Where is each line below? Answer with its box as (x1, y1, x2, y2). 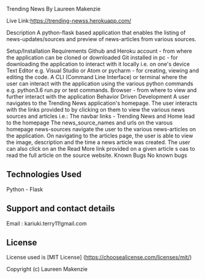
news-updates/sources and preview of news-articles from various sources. (6, 36, 197, 42)
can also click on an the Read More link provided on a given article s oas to (6, 145, 195, 152)
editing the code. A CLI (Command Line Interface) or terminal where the (6, 74, 187, 80)
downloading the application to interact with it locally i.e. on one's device (6, 61, 190, 67)
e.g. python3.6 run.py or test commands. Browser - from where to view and (6, 86, 197, 94)
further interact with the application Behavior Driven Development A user (6, 93, 190, 100)
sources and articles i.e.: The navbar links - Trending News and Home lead (6, 113, 195, 120)
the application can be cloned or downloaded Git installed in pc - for (6, 54, 179, 61)
